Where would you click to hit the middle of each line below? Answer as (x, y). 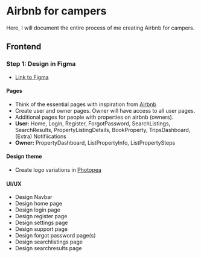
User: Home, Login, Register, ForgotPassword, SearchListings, (93, 123)
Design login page (37, 210)
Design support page (41, 229)
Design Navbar (33, 197)
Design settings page (41, 223)
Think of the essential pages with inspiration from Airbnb (86, 104)
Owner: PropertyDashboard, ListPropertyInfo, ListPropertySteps (95, 142)
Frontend (24, 47)
